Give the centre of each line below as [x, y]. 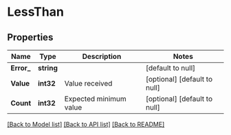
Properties [30, 37]
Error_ [21, 68]
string [48, 68]
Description [102, 57]
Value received [88, 83]
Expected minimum [96, 99]
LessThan [35, 12]
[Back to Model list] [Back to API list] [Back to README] [86, 124]
